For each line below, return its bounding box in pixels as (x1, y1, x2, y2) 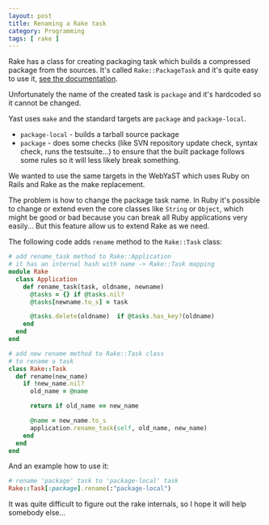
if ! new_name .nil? (23, 380, 85, 388)
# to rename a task (8, 357, 74, 365)
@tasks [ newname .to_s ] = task (29, 297, 128, 306)
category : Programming (8, 27, 85, 35)
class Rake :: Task (8, 365, 67, 373)
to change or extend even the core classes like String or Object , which (8, 204, 244, 214)
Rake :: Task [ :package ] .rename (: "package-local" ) (8, 484, 172, 493)
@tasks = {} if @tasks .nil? (29, 290, 125, 298)
